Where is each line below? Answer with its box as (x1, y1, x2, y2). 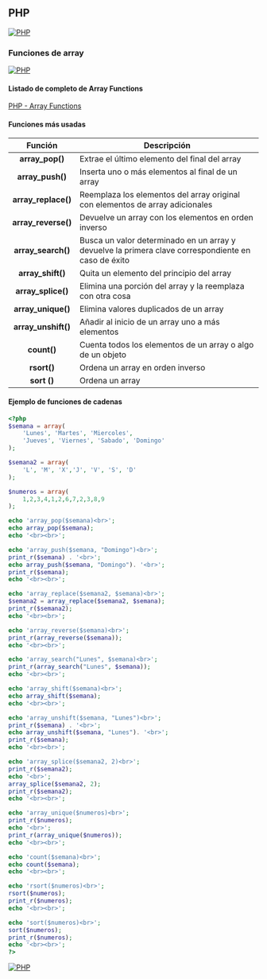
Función (26, 139, 58, 150)
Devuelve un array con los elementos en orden (79, 212, 254, 223)
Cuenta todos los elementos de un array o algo (79, 339, 254, 350)
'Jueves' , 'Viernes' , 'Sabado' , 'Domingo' (22, 437, 165, 445)
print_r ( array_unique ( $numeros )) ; (8, 831, 123, 839)
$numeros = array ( (8, 488, 69, 495)
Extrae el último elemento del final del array (79, 153, 242, 164)
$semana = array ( (8, 422, 66, 430)
